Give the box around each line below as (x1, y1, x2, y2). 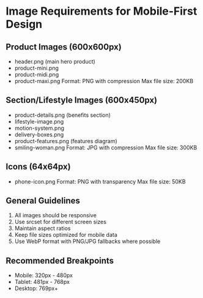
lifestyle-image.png (14, 117, 64, 125)
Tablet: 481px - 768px (14, 278, 70, 286)
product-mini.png (14, 64, 59, 72)
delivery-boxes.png (14, 130, 64, 138)
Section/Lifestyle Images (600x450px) (6, 95, 158, 105)
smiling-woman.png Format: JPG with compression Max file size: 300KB (14, 144, 197, 151)
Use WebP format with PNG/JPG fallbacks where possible (14, 237, 161, 245)
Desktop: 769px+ (14, 285, 59, 292)
